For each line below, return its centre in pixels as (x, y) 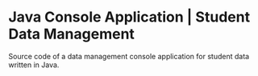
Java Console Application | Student (129, 17)
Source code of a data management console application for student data (129, 56)
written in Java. (34, 65)
